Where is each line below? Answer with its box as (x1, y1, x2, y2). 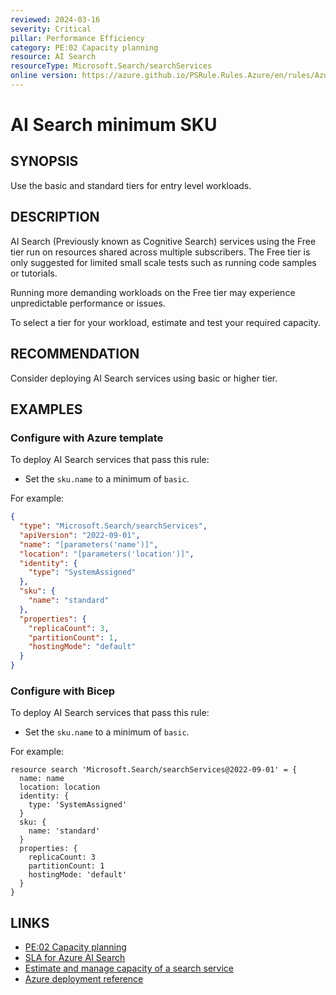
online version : (10, 71, 78, 81)
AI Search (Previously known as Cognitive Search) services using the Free (10, 235, 317, 247)
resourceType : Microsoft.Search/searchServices (10, 61, 213, 71)
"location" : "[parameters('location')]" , (19, 549, 195, 559)
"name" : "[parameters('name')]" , (19, 539, 159, 550)
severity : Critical (10, 24, 92, 34)
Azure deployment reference (24, 973, 144, 985)
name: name (19, 774, 65, 784)
